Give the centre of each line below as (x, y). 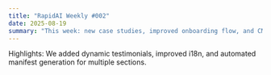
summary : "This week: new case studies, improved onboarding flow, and (131, 31)
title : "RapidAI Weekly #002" (59, 16)
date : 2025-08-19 (38, 23)
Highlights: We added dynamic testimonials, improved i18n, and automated (132, 54)
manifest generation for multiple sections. (77, 62)
